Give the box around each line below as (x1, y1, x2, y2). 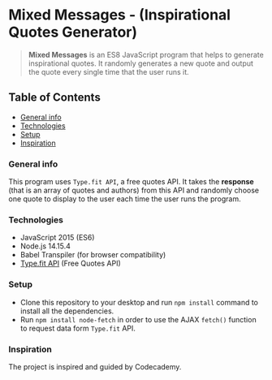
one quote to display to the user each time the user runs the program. (8, 194, 241, 204)
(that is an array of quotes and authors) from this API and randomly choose (8, 185, 260, 196)
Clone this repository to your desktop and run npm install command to (19, 297, 258, 307)
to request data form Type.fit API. (19, 323, 136, 333)
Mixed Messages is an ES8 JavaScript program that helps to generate (28, 50, 264, 59)
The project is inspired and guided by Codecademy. (8, 361, 182, 371)
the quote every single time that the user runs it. (28, 67, 189, 76)
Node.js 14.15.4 (19, 241, 71, 251)
